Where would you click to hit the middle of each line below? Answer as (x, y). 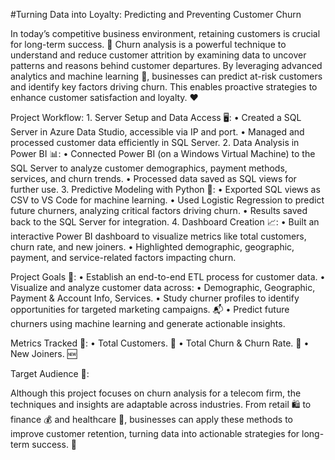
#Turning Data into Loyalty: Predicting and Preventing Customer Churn (156, 14)
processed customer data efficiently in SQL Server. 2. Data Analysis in (155, 142)
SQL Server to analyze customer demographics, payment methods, (149, 168)
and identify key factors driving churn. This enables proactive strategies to (164, 87)
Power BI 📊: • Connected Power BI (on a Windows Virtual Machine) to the (163, 153)
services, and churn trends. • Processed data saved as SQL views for (153, 178)
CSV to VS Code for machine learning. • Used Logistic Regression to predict (167, 200)
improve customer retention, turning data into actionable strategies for (155, 433)
